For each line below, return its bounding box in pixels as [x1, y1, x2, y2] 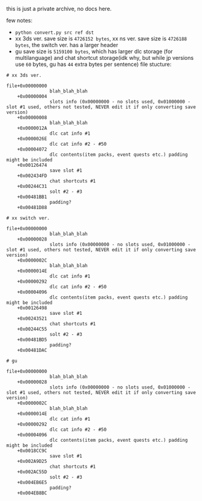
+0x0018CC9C [17, 448, 47, 454]
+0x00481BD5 [17, 337, 47, 343]
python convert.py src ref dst [15, 30, 94, 36]
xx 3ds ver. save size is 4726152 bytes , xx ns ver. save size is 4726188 [15, 35, 187, 42]
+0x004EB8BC [17, 490, 47, 496]
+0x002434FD [17, 173, 47, 179]
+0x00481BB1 [17, 194, 47, 200]
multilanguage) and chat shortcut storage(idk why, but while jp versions [15, 54, 194, 61]
